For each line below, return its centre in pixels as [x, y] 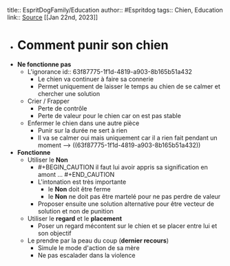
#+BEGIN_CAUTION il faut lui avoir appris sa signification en [123, 167]
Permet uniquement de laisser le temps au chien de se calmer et [129, 86]
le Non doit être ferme [80, 189]
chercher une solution [69, 93]
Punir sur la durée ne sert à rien [82, 130]
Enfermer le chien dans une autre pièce [83, 123]
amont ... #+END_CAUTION [76, 174]
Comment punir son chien [93, 45]
